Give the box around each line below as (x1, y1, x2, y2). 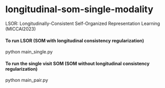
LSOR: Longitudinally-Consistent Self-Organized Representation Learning (5, 20, 160, 26)
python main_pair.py (5, 77, 49, 83)
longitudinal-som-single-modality (5, 4, 154, 15)
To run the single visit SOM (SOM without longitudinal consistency (5, 60, 150, 67)
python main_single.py (5, 49, 53, 55)
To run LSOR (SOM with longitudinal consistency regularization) (5, 37, 145, 44)
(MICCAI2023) (5, 25, 36, 32)
